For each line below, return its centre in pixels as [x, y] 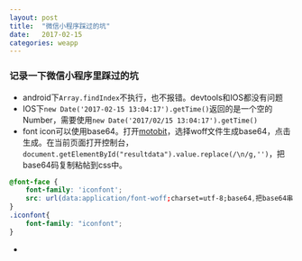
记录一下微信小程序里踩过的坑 [74, 76]
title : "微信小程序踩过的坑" [60, 26]
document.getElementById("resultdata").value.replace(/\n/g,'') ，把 [154, 153]
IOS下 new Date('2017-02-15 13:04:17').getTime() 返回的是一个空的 [147, 108]
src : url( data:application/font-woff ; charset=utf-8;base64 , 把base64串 [160, 199]
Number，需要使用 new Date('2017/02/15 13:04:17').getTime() [140, 120]
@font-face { [34, 182]
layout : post [34, 18]
